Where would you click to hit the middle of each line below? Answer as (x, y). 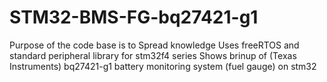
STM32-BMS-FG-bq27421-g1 (134, 17)
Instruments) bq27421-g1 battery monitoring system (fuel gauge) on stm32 (163, 66)
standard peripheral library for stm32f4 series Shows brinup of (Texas (153, 55)
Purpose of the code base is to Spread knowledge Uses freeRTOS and (154, 45)
